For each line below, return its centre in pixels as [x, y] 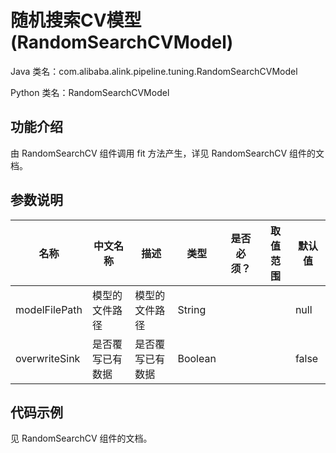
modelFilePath [49, 309]
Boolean [197, 358]
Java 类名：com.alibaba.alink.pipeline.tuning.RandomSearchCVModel [154, 71]
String [192, 309]
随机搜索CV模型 [76, 20]
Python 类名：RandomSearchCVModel [90, 92]
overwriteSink [48, 358]
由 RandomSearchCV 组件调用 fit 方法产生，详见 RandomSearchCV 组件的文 [167, 153]
